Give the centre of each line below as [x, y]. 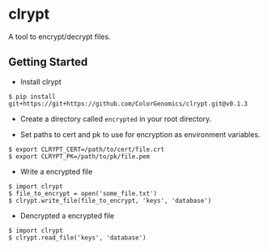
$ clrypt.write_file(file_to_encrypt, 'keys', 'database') [110, 200]
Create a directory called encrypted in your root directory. [116, 119]
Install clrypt [41, 81]
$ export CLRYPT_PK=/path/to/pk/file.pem [79, 156]
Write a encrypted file [56, 171]
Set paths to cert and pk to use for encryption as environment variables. [140, 134]
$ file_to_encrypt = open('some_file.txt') [83, 193]
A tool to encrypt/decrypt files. [60, 37]
